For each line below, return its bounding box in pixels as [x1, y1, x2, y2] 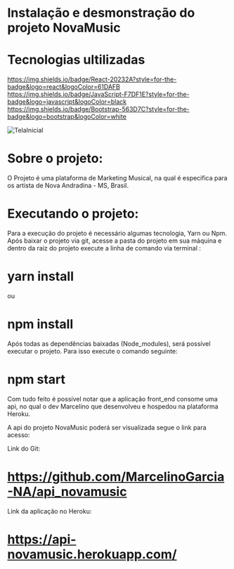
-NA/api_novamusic [7, 484, 127, 500]
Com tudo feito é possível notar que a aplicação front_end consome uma [7, 394, 218, 403]
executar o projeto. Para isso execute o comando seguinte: [7, 347, 178, 355]
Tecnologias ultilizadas [7, 52, 145, 68]
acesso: [7, 430, 30, 439]
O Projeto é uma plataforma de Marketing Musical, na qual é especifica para [7, 174, 228, 182]
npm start [7, 372, 65, 387]
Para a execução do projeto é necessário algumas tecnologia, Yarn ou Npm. [7, 229, 227, 237]
